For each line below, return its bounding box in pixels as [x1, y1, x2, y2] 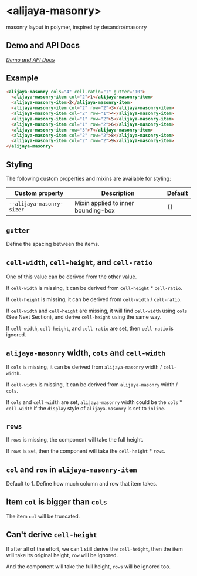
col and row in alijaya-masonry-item [6, 464, 137, 474]
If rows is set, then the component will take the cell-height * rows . [6, 447, 166, 454]
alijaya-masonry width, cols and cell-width [6, 348, 166, 358]
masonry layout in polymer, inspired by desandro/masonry [6, 23, 147, 31]
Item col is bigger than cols [6, 497, 107, 507]
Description [101, 189, 135, 197]
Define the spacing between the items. [6, 240, 100, 247]
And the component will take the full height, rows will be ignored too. [6, 562, 171, 570]
